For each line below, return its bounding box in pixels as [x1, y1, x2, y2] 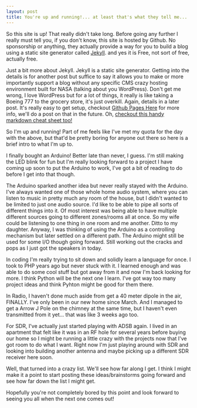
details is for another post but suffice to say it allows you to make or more [6, 73, 184, 80]
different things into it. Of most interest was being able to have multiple [6, 207, 178, 214]
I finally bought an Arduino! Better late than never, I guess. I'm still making [6, 152, 184, 159]
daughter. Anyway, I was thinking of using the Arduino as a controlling [6, 226, 175, 233]
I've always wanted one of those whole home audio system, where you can [6, 188, 188, 195]
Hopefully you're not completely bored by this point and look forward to [6, 389, 179, 396]
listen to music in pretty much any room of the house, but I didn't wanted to [6, 195, 188, 202]
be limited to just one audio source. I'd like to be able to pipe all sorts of [6, 200, 179, 208]
